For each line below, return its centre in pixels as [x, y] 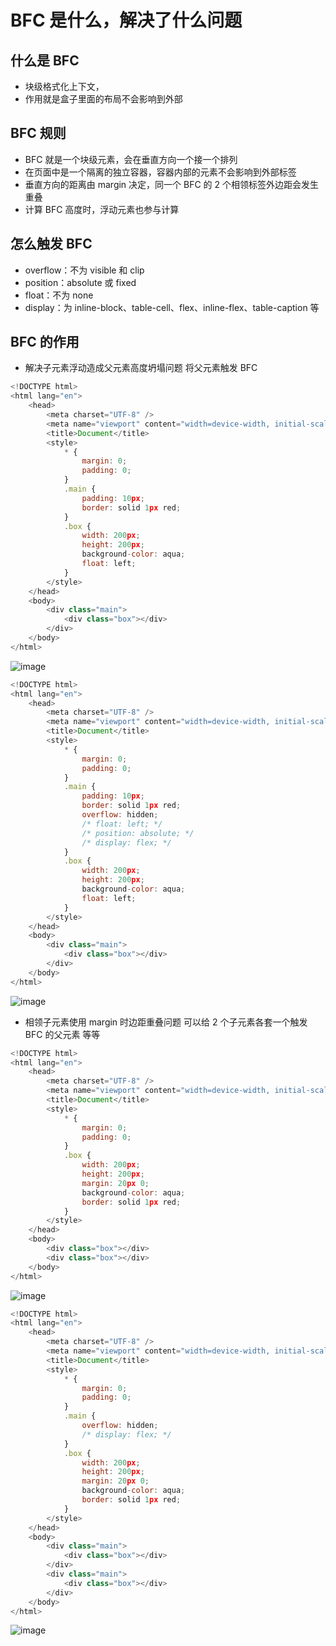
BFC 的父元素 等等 [62, 1034]
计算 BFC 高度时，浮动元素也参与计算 [102, 209]
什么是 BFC [45, 60]
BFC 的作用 [45, 342]
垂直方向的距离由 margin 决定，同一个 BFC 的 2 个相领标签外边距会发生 [172, 184]
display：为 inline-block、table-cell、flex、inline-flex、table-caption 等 [172, 307]
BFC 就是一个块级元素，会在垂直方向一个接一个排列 [131, 159]
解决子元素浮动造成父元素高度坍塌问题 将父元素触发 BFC [141, 368]
